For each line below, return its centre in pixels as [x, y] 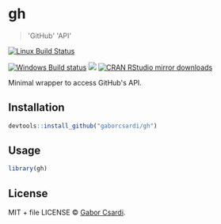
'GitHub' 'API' [50, 36]
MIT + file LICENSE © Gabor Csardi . [67, 213]
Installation [36, 108]
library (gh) [28, 169]
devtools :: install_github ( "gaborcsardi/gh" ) [83, 126]
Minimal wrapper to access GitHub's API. [75, 82]
